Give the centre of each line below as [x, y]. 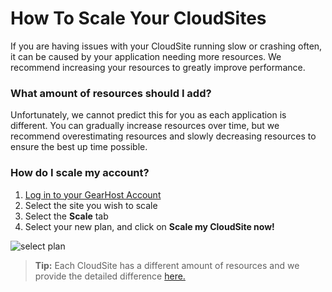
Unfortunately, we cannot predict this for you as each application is [148, 115]
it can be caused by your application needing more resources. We [146, 56]
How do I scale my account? [80, 173]
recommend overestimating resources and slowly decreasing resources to [163, 136]
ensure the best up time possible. [79, 147]
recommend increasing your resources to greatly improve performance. [158, 67]
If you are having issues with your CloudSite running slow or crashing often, [166, 46]
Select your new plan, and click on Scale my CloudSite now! [149, 226]
